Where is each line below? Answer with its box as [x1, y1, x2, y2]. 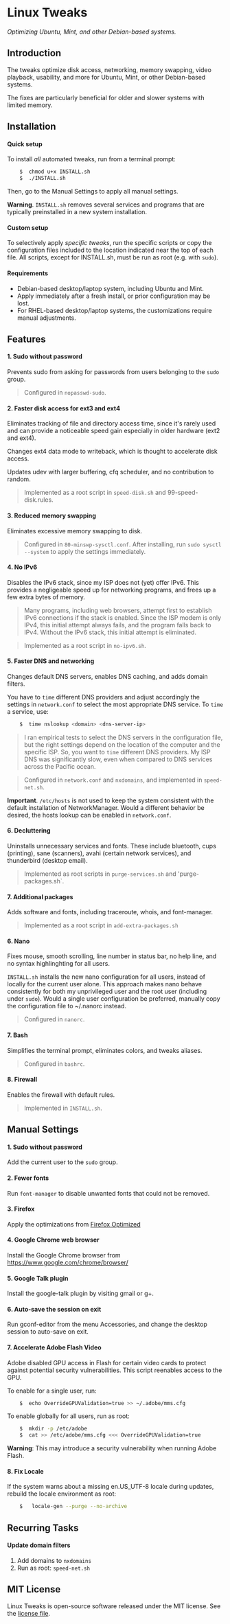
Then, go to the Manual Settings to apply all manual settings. [7, 187, 179, 196]
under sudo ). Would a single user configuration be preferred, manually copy [7, 995, 221, 1003]
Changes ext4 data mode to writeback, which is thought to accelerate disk [7, 448, 218, 456]
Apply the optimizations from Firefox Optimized [7, 1220, 141, 1228]
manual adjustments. [16, 314, 77, 322]
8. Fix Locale [7, 1467, 44, 1475]
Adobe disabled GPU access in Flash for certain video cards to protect [7, 1358, 207, 1367]
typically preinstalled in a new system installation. [7, 208, 148, 216]
